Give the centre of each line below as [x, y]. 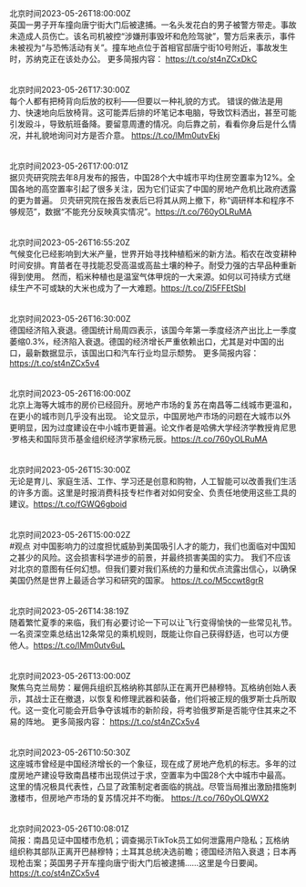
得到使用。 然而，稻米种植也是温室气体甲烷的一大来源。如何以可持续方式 [146, 277]
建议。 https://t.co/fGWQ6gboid [68, 504]
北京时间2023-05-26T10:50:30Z [70, 752]
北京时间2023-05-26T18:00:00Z [70, 13]
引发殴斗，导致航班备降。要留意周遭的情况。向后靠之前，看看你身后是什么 [149, 124]
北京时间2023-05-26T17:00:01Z [69, 166]
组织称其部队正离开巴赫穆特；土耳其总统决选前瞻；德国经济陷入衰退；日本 [149, 851]
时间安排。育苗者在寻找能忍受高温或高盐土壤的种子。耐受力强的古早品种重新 [153, 265]
